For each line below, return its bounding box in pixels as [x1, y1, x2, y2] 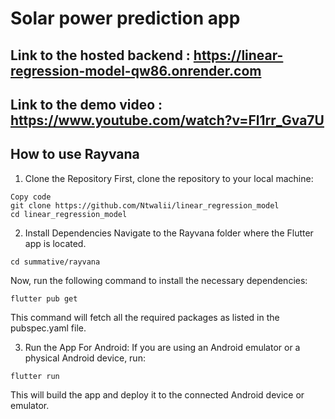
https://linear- [193, 47, 284, 64]
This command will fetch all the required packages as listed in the [10, 311, 280, 323]
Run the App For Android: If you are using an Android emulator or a [24, 341, 301, 353]
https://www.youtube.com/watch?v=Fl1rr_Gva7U [10, 112, 325, 129]
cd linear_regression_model [10, 209, 128, 219]
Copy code [10, 192, 52, 202]
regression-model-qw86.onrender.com [10, 62, 262, 79]
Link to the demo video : [10, 96, 163, 113]
